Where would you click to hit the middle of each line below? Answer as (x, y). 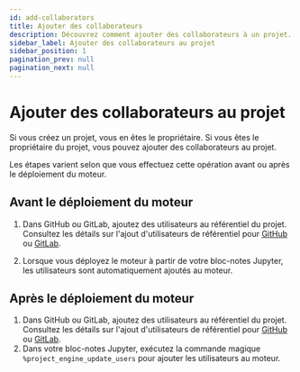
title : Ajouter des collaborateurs (76, 26)
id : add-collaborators (52, 18)
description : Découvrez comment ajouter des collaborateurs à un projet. (151, 34)
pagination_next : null (52, 68)
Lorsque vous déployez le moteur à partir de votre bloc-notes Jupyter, (153, 260)
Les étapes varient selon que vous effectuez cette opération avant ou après (150, 164)
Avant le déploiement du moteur (101, 202)
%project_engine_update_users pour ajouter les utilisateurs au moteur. (151, 358)
